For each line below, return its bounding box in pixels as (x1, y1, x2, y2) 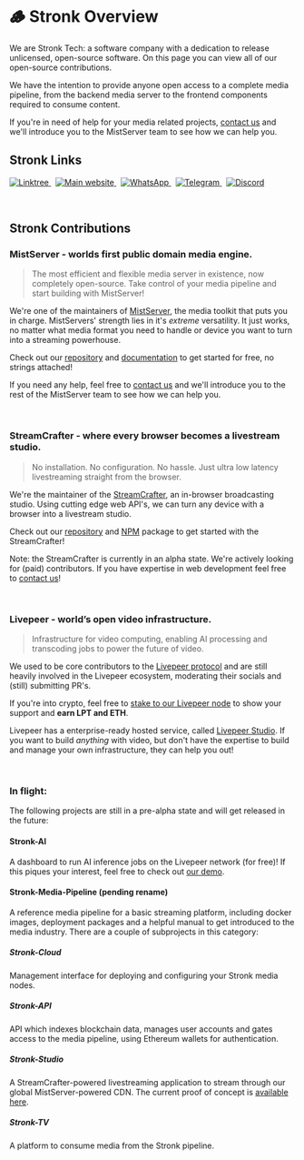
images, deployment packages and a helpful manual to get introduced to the (9, 916, 295, 927)
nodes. (9, 979, 35, 991)
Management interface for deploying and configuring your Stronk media (9, 970, 279, 981)
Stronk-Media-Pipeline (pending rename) (9, 887, 169, 898)
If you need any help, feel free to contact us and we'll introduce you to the (9, 379, 286, 390)
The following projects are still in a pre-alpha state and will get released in (9, 805, 286, 816)
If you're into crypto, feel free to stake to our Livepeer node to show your (9, 698, 282, 709)
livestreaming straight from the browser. (31, 471, 181, 482)
